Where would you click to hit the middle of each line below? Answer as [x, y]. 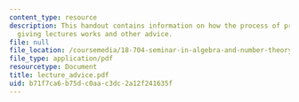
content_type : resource [53, 17]
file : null [29, 42]
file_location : [37, 51]
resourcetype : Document [53, 67]
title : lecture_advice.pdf [59, 75]
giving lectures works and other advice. [95, 34]
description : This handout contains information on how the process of [145, 26]
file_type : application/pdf [61, 59]
